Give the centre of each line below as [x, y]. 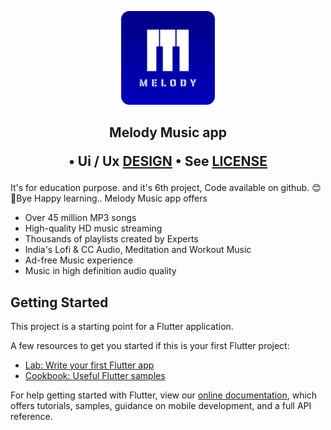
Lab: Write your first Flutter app [89, 365]
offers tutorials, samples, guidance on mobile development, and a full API [161, 406]
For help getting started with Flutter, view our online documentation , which [164, 395]
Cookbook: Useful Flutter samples [95, 376]
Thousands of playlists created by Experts [111, 239]
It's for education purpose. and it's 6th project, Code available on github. [160, 188]
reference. [31, 417]
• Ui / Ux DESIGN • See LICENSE [168, 161]
